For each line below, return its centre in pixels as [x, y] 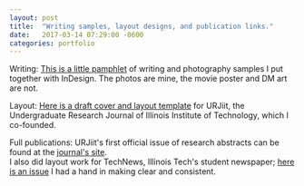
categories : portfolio [52, 43]
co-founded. [33, 125]
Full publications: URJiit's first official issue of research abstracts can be [144, 142]
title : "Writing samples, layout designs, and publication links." [142, 26]
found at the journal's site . [58, 152]
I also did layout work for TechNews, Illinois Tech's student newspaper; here [152, 162]
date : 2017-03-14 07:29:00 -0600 [77, 34]
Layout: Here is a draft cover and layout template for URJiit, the [127, 106]
